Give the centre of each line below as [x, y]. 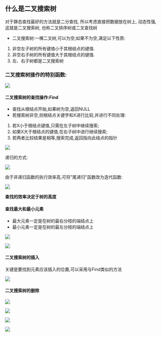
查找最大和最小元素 [24, 209]
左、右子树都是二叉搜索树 [38, 61]
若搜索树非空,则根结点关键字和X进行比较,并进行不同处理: [69, 115]
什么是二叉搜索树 [31, 9]
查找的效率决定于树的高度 [31, 197]
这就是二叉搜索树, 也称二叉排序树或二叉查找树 [51, 27]
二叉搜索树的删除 [22, 290]
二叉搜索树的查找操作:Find [32, 97]
